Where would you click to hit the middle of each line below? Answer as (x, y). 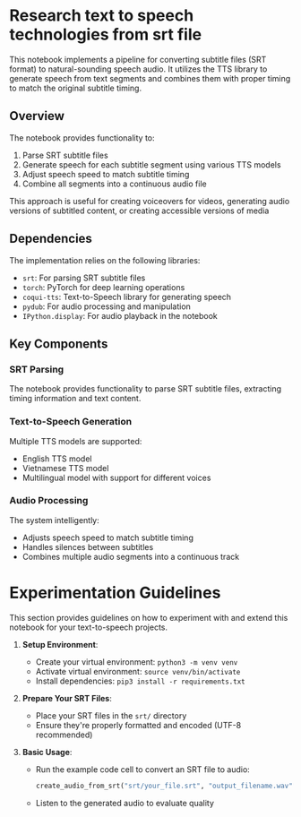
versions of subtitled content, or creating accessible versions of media (139, 211)
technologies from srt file (106, 34)
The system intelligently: (55, 520)
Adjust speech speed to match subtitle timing (106, 174)
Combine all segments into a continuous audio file (115, 184)
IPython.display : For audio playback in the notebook (120, 315)
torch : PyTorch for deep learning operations (103, 287)
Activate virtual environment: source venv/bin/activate (138, 671)
